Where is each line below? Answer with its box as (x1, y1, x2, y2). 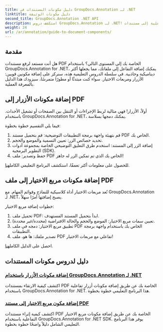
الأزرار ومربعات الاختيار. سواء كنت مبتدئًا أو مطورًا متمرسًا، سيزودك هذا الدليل (5, 76, 144, 82)
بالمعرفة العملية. (5, 81, 35, 87)
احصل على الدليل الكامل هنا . (5, 243, 53, 249)
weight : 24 (5, 25, 27, 30)
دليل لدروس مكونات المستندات (5, 257, 89, 265)
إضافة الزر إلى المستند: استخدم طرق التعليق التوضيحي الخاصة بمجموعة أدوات (12, 142, 153, 148)
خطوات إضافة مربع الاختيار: (5, 203, 54, 209)
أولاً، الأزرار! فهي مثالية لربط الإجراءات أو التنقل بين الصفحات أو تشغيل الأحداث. (5, 108, 147, 114)
